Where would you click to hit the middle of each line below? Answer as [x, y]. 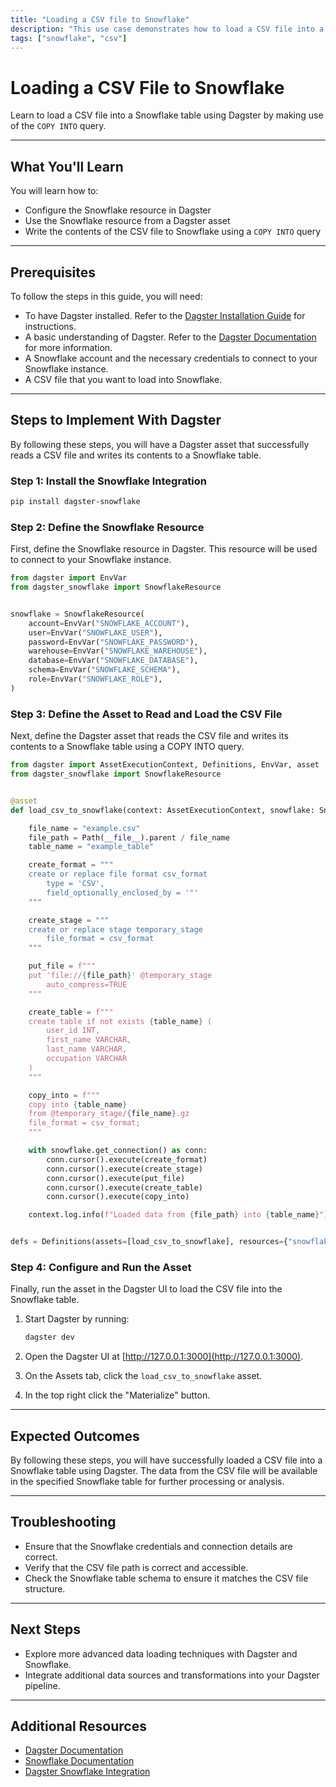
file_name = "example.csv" [84, 828]
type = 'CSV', [75, 884]
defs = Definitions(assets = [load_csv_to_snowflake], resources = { [149, 1242]
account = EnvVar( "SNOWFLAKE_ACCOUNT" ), [109, 623]
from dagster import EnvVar [69, 578]
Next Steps [45, 1629]
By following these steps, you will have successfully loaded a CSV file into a [166, 1460]
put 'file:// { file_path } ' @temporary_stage [120, 976]
